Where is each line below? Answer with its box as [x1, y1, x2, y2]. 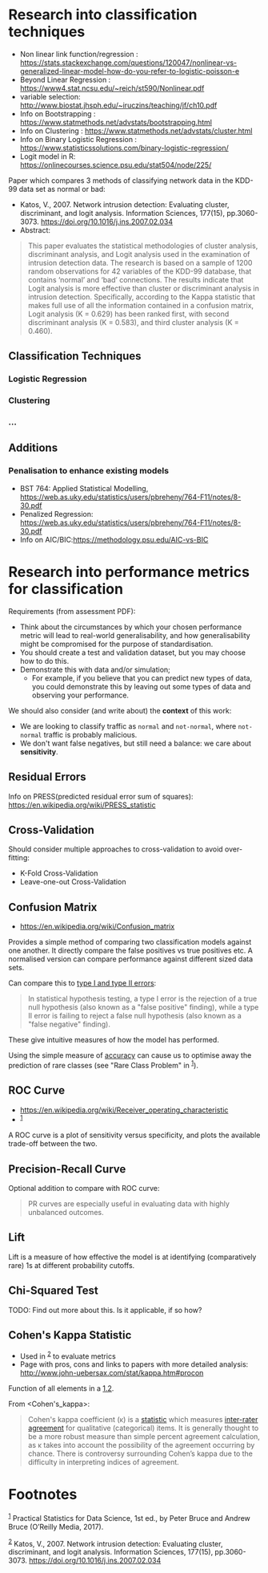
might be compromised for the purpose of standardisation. [19, 639, 214, 648]
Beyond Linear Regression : [19, 75, 111, 84]
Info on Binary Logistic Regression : [19, 134, 138, 144]
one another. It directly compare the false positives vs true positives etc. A [8, 945, 254, 956]
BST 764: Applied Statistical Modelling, [19, 483, 149, 493]
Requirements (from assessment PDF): [8, 606, 136, 616]
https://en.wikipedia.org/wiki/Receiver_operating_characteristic [19, 1105, 229, 1115]
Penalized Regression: [19, 509, 94, 518]
